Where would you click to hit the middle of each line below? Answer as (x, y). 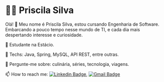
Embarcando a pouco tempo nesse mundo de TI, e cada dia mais (73, 29)
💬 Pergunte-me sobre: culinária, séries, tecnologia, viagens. (67, 64)
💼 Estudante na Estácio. (30, 44)
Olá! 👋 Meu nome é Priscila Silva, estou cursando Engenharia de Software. (82, 24)
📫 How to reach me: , (47, 74)
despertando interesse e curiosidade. (44, 35)
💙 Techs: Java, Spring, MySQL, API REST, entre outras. (62, 54)
